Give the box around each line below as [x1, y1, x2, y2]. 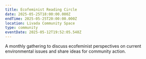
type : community [5, 25, 38, 30]
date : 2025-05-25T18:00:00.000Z [5, 12, 71, 17]
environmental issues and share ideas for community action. [5, 48, 126, 54]
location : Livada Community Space [5, 20, 75, 26]
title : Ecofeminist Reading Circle [5, 7, 77, 12]
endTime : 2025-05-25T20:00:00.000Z [5, 16, 77, 21]
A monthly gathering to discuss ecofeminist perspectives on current [5, 43, 142, 49]
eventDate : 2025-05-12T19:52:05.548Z [5, 30, 82, 35]
